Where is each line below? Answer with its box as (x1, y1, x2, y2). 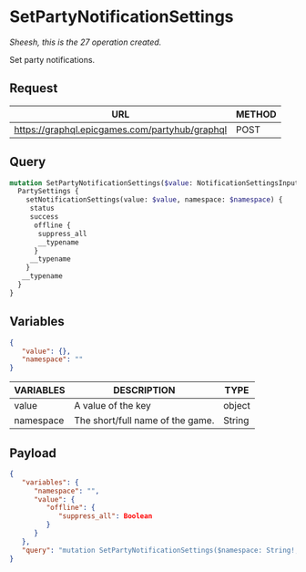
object (222, 400, 250, 412)
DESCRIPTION (113, 384, 176, 397)
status (29, 203, 55, 213)
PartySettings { (17, 187, 79, 196)
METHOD (235, 108, 277, 120)
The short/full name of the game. (74, 414, 215, 427)
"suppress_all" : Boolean (57, 512, 153, 521)
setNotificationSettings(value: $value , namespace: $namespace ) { (25, 195, 283, 204)
